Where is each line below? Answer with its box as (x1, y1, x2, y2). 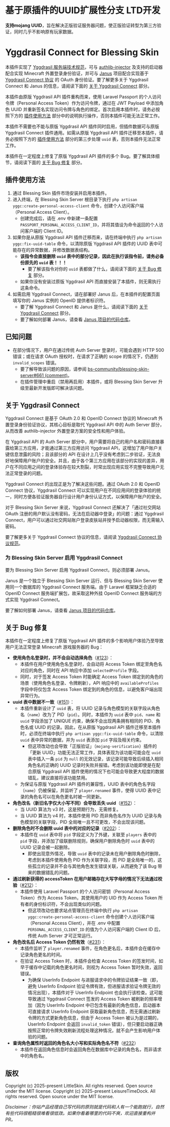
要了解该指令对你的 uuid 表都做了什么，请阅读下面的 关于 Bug (27, 266, 156, 272)
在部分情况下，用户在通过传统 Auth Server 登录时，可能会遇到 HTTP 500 (12, 347, 164, 353)
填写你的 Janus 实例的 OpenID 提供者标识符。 (12, 297, 108, 303)
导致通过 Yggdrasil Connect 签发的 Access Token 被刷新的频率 (27, 996, 158, 1002)
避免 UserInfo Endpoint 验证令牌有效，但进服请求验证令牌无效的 (27, 983, 161, 990)
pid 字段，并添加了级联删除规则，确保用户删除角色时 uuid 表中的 (20, 838, 155, 844)
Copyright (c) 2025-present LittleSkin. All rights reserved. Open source (5, 1083, 153, 1089)
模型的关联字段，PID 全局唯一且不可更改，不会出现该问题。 (24, 819, 148, 825)
